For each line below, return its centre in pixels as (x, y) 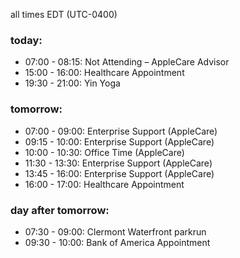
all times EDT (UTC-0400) (64, 14)
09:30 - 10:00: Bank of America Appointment (117, 242)
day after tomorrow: (60, 210)
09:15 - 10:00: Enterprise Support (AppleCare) (119, 141)
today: (26, 40)
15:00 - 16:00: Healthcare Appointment (104, 73)
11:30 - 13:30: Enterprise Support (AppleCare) (118, 163)
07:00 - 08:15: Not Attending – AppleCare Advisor (127, 62)
